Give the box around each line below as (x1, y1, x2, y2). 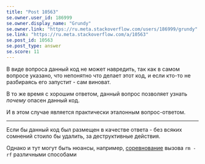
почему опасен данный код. (6, 96, 80, 104)
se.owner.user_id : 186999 (6, 15, 72, 21)
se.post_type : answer (6, 43, 62, 49)
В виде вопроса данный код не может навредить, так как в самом (6, 65, 180, 73)
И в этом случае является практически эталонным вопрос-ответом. (6, 108, 186, 116)
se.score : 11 (6, 49, 40, 55)
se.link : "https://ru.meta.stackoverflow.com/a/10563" (6, 32, 149, 38)
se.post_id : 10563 (6, 37, 53, 43)
